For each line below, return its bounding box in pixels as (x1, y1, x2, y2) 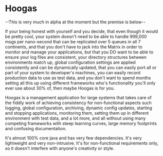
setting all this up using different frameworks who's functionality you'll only (5, 80, 156, 86)
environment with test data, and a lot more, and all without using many (5, 115, 146, 121)
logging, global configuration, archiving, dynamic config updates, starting (5, 105, 152, 111)
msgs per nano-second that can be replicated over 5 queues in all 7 (5, 38, 141, 44)
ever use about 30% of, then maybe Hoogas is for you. (5, 85, 115, 91)
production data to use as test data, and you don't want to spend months (5, 75, 151, 81)
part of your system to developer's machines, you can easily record (5, 69, 141, 75)
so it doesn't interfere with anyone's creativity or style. (5, 145, 114, 151)
